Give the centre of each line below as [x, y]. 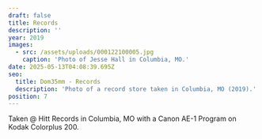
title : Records [33, 23]
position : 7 [28, 96]
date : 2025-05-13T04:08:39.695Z [61, 67]
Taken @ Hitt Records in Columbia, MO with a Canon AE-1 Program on [123, 118]
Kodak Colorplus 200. [44, 127]
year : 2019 [26, 38]
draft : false [30, 15]
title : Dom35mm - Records [58, 81]
